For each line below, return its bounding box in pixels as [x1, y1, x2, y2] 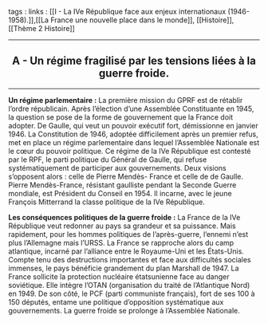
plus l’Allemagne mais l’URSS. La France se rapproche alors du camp [8, 238, 235, 247]
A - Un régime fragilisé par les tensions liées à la [11, 54, 257, 68]
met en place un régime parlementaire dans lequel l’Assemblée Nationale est [8, 137, 260, 147]
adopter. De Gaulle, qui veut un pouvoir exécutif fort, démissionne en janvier [8, 120, 259, 130]
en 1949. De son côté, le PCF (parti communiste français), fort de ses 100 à [8, 289, 255, 298]
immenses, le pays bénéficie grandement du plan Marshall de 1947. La [8, 263, 239, 273]
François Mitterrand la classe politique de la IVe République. [8, 197, 205, 207]
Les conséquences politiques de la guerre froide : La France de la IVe [8, 212, 241, 222]
